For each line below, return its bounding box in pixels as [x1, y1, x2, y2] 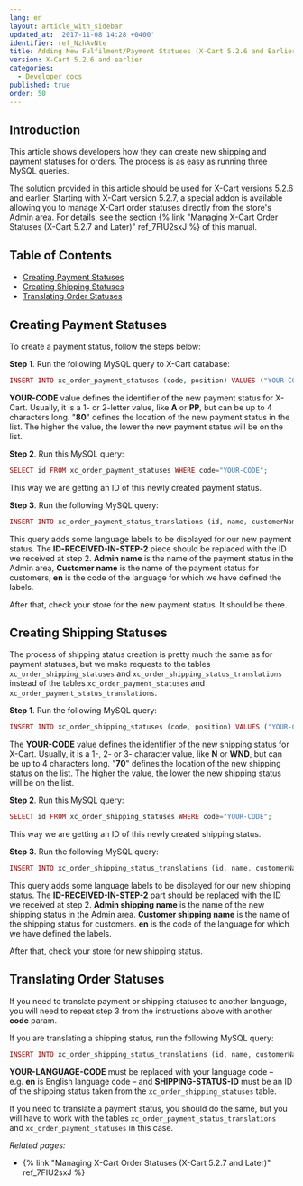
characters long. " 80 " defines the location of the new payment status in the [9, 411, 290, 422]
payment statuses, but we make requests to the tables [9, 659, 211, 670]
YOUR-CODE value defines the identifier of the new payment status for [9, 392, 273, 403]
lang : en [9, 13, 42, 23]
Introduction [9, 122, 81, 137]
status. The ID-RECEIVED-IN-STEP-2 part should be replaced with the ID [9, 889, 281, 900]
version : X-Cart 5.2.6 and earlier [9, 55, 143, 64]
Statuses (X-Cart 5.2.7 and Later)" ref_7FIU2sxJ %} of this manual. [9, 221, 258, 232]
